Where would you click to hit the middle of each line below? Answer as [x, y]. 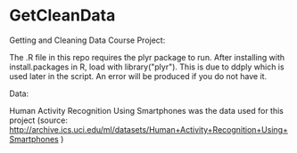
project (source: [39, 120]
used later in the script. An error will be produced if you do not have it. [138, 76]
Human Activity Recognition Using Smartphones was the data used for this [146, 110]
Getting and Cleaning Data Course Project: [87, 40]
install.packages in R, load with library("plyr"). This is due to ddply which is [147, 67]
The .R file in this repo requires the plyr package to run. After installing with [147, 57]
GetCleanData [62, 16]
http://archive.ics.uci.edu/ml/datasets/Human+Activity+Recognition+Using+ [148, 129]
